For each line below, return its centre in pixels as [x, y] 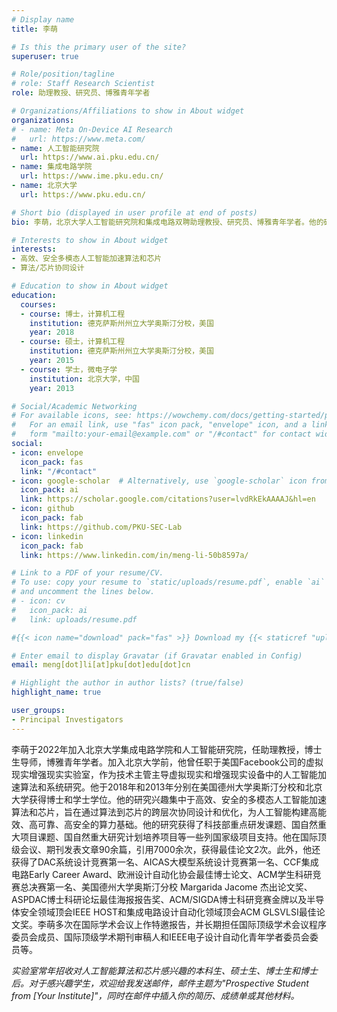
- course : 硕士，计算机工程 [73, 342]
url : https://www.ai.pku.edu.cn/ [90, 157]
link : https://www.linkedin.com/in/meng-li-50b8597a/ [134, 555]
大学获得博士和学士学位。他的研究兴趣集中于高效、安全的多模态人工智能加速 [169, 799]
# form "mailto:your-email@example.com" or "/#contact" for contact [161, 434]
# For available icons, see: [72, 416]
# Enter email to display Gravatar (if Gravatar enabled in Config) [157, 656]
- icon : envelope [47, 452]
